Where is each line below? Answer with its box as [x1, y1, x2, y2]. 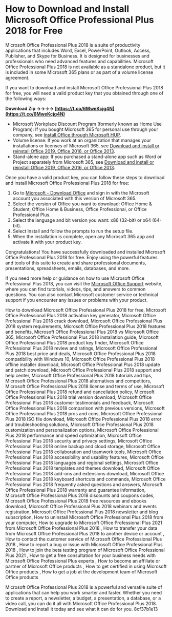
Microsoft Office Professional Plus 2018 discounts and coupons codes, [5, 492, 155, 498]
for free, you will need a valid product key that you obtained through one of [5, 90, 164, 96]
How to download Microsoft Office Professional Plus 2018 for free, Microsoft [5, 306, 166, 313]
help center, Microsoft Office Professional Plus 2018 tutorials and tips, [5, 372, 153, 378]
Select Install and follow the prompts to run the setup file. [12, 228, 134, 234]
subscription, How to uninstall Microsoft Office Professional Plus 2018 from [5, 514, 164, 520]
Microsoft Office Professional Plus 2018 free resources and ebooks [5, 497, 147, 504]
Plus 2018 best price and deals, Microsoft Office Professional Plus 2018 [5, 350, 156, 357]
